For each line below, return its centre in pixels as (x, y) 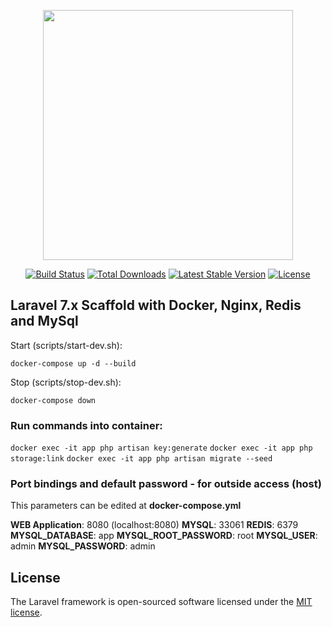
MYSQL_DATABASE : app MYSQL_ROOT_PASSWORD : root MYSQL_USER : (164, 536)
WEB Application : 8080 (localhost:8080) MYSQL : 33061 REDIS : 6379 (154, 525)
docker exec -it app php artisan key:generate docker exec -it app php (161, 448)
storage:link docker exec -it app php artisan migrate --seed (141, 459)
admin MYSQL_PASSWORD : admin (83, 546)
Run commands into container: (86, 425)
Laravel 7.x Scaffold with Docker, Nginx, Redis (156, 305)
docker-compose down (53, 400)
